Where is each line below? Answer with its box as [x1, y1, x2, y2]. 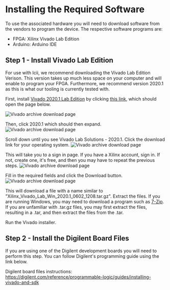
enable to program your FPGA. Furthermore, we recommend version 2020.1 [5, 80, 164, 86]
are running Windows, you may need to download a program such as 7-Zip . [5, 198, 164, 205]
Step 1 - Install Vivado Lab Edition [5, 56, 114, 65]
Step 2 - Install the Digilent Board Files [5, 234, 129, 243]
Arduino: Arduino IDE [12, 41, 57, 47]
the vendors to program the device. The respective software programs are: [5, 26, 163, 32]
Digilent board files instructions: [5, 268, 72, 274]
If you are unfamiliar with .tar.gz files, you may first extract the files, [5, 204, 147, 210]
